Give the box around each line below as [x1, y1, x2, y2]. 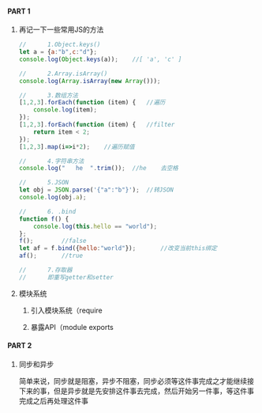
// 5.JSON [18, 179, 69, 187]
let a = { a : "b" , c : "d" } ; [18, 48, 98, 56]
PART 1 [7, 6, 31, 16]
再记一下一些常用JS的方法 [18, 25, 104, 35]
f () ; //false [18, 237, 87, 245]
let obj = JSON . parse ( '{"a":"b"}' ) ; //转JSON [18, 186, 174, 194]
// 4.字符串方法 [18, 157, 84, 165]
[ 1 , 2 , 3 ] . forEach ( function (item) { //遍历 [18, 99, 166, 107]
